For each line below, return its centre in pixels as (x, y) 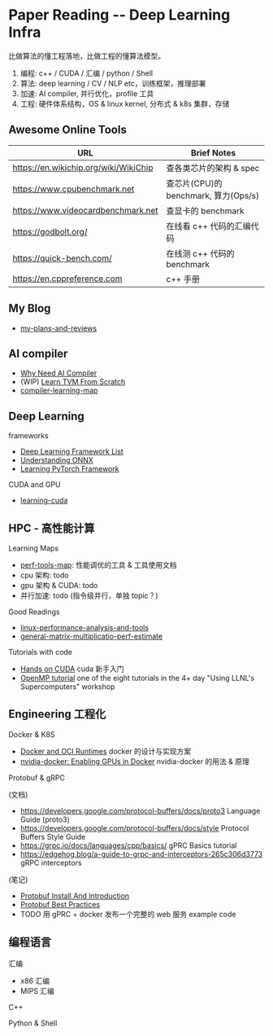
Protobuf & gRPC (37, 777)
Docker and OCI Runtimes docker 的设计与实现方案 (106, 751)
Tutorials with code (41, 652)
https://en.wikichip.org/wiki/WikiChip (83, 167)
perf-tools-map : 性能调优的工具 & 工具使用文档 (98, 565)
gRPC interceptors (51, 863)
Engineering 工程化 (57, 714)
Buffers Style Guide (53, 836)
